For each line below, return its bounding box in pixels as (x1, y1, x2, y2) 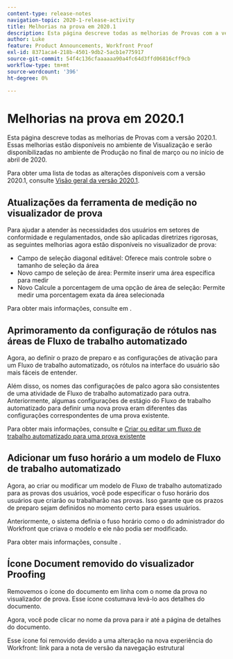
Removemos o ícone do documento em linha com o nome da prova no (7, 587, 208, 595)
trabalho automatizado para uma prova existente (7, 431, 146, 440)
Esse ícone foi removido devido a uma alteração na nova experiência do (7, 636, 213, 644)
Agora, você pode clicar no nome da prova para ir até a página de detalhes (7, 615, 221, 624)
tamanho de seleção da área (17, 262, 99, 270)
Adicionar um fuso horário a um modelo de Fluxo (7, 452, 221, 464)
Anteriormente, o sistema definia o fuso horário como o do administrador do (7, 517, 225, 525)
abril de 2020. (7, 155, 47, 164)
